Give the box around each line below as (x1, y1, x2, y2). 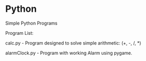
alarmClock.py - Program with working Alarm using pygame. (5, 50, 133, 56)
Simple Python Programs (5, 20, 58, 26)
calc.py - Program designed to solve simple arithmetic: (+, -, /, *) (5, 39, 141, 46)
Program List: (5, 30, 34, 36)
